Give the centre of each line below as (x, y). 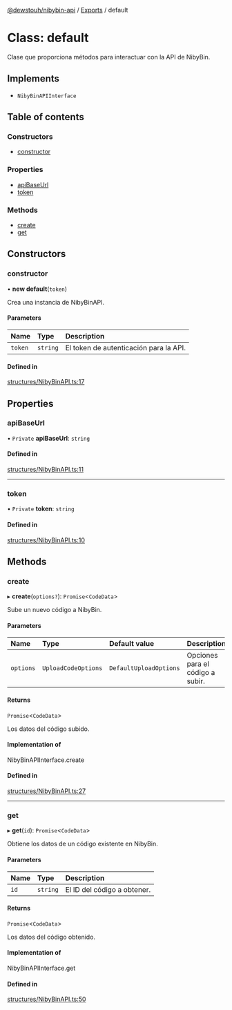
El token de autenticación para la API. (126, 347)
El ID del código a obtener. (108, 889)
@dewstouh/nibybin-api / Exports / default (68, 10)
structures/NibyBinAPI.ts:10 (46, 540)
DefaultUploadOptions (145, 668)
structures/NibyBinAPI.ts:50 (47, 999)
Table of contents (46, 117)
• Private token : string (41, 509)
